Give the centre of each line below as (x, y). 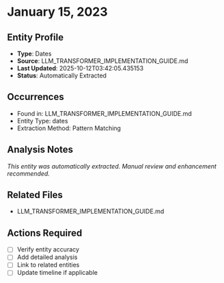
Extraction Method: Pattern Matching (69, 128)
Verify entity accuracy (48, 249)
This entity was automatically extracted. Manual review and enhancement (112, 166)
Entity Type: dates (42, 121)
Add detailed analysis (47, 257)
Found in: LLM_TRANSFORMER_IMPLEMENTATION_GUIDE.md (104, 113)
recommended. (28, 173)
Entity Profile (35, 37)
